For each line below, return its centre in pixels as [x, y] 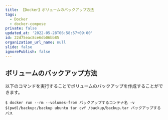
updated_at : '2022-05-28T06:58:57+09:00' [49, 33]
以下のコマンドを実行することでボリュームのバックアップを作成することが [82, 86]
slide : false [19, 47]
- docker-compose [28, 24]
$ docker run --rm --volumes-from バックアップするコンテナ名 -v [70, 103]
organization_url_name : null [36, 42]
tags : [11, 14]
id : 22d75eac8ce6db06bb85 [32, 38]
